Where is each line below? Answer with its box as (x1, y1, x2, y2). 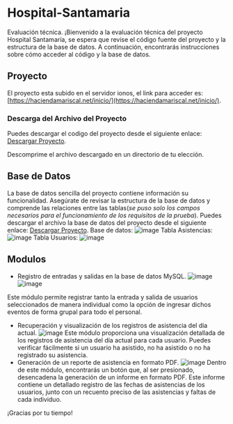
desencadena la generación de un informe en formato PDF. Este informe (17, 372, 225, 381)
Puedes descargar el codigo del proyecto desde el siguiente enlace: (7, 129, 202, 138)
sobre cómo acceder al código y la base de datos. (7, 50, 151, 58)
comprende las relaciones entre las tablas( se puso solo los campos (7, 203, 200, 212)
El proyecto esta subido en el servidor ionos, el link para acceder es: (7, 88, 204, 97)
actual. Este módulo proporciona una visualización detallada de (17, 329, 225, 337)
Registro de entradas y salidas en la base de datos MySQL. (17, 272, 186, 280)
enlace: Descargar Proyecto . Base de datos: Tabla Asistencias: (7, 226, 213, 234)
